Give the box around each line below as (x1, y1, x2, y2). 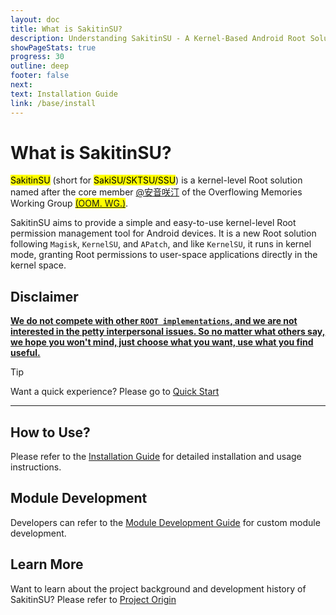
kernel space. (10, 259, 67, 271)
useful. (10, 347, 41, 359)
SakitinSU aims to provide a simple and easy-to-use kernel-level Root (10, 217, 297, 229)
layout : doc (10, 14, 60, 25)
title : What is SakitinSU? (10, 24, 123, 34)
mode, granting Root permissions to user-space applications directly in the (10, 249, 318, 261)
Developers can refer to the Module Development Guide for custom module (10, 516, 321, 528)
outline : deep (10, 61, 70, 71)
